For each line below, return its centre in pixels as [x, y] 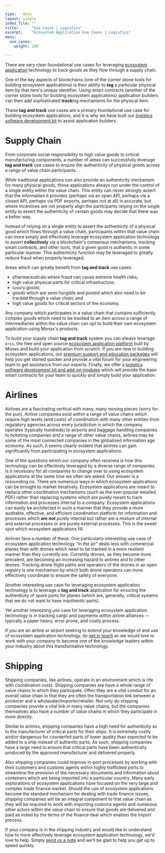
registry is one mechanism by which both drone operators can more [74, 570]
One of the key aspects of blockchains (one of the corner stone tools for [78, 79]
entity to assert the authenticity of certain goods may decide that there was [82, 211]
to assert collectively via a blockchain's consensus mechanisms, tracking [80, 242]
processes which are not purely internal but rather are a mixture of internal [81, 518]
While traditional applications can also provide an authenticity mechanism [80, 180]
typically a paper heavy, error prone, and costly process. [63, 621]
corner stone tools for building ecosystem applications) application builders [82, 95]
